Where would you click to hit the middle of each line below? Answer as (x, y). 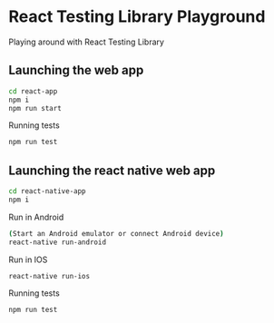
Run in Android (36, 217)
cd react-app (33, 91)
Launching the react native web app (112, 170)
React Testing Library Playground (137, 17)
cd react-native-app (48, 191)
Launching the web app (76, 70)
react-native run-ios (49, 276)
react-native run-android (57, 242)
